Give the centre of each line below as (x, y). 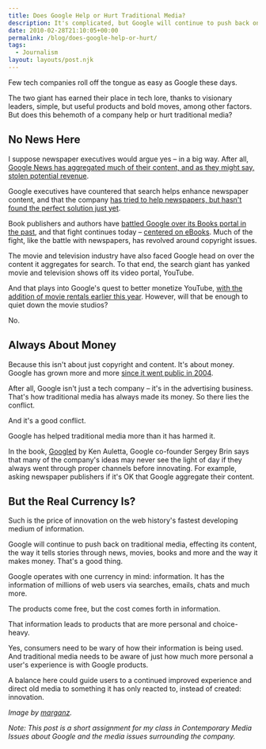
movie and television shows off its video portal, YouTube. (101, 272)
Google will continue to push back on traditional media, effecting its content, (133, 544)
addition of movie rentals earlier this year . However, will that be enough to (128, 296)
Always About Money (63, 345)
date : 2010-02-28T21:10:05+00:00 (63, 30)
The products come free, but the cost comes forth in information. (114, 609)
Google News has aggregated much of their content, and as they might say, (131, 167)
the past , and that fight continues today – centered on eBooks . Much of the (131, 232)
